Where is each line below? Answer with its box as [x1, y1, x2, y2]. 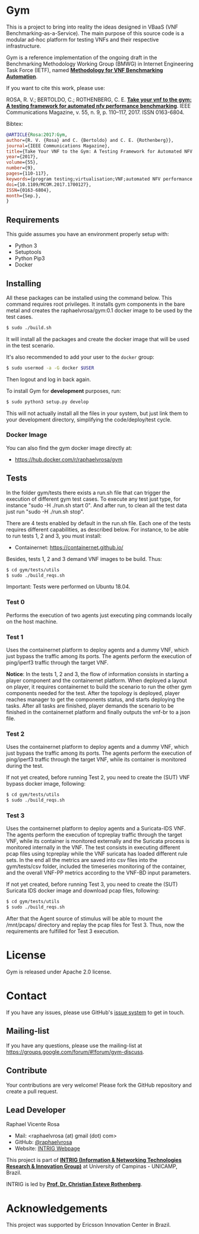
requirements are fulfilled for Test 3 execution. [6, 928, 120, 935]
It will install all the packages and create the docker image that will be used [6, 335, 190, 343]
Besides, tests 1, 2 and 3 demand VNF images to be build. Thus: [6, 555, 162, 562]
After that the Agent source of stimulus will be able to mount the [6, 915, 163, 922]
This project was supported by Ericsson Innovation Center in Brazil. [6, 1221, 171, 1229]
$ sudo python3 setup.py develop [6, 399, 89, 405]
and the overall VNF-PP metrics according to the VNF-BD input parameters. [6, 869, 191, 876]
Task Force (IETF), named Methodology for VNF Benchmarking [6, 66, 163, 73]
